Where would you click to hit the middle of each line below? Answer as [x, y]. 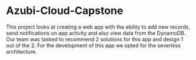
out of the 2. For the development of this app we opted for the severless [93, 45]
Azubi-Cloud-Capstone [65, 11]
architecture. [21, 51]
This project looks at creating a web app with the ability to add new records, [98, 27]
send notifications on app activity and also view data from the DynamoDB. [96, 33]
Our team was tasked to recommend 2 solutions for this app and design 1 [95, 39]
